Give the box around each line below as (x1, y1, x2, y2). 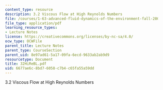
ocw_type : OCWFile (5, 39, 42, 44)
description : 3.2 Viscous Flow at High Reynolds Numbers (5, 12, 123, 17)
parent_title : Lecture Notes (5, 43, 64, 48)
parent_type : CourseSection (5, 48, 62, 53)
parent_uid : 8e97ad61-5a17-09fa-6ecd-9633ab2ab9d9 (5, 52, 110, 57)
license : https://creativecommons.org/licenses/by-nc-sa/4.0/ (5, 35, 133, 39)
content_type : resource (5, 7, 53, 12)
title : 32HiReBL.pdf (5, 61, 47, 66)
